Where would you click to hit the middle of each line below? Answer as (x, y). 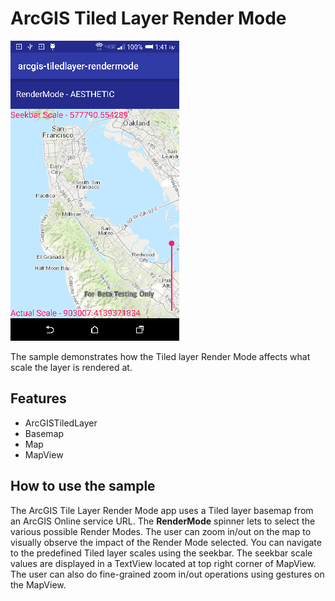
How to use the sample (83, 486)
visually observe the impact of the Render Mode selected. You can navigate (166, 542)
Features (38, 398)
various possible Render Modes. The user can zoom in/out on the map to (161, 531)
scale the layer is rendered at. (71, 367)
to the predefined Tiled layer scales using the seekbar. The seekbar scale (161, 553)
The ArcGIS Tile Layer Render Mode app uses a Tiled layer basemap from (162, 510)
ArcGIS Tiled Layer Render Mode (148, 18)
